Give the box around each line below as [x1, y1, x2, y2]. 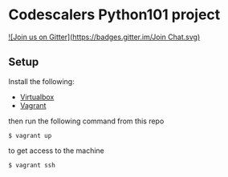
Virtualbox [19, 92, 55, 102]
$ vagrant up [8, 131, 52, 139]
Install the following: [8, 76, 75, 86]
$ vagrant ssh [8, 161, 56, 169]
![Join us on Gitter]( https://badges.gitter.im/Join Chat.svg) [8, 32, 201, 42]
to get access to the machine [8, 146, 104, 155]
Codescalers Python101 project [8, 6, 221, 24]
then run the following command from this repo [8, 116, 165, 126]
